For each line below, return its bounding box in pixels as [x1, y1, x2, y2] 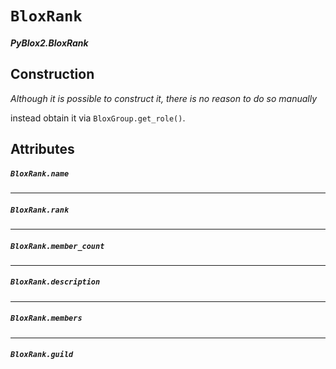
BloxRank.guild [10, 350, 74, 360]
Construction [10, 66, 95, 83]
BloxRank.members [10, 313, 83, 324]
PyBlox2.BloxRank [10, 37, 89, 49]
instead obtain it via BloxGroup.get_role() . [10, 112, 186, 124]
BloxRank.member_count [10, 241, 105, 251]
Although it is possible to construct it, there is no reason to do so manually [10, 92, 318, 104]
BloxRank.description [10, 277, 101, 287]
